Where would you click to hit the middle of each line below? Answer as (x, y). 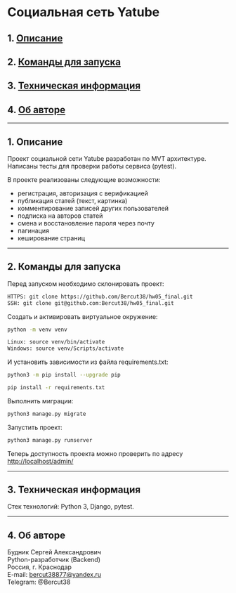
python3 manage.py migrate (47, 414)
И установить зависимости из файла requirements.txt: (88, 362)
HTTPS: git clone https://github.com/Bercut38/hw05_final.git (100, 296)
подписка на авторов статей (60, 216)
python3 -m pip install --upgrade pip (64, 375)
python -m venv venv (38, 330)
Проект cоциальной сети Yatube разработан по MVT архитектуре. (107, 158)
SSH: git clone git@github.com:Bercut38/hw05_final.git (91, 303)
